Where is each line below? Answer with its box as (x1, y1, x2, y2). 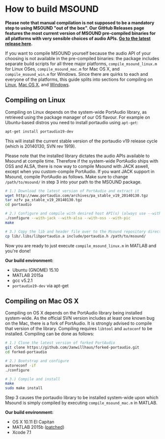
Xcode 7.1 (12, 430, 31, 436)
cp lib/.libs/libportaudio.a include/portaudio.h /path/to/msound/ (5, 234, 146, 238)
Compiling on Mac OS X (5, 297, 79, 305)
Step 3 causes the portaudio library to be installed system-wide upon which (5, 395, 159, 401)
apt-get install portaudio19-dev (5, 129, 74, 134)
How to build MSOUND (5, 3, 99, 15)
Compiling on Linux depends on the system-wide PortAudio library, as (5, 109, 147, 115)
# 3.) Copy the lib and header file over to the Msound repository (5, 229, 146, 234)
